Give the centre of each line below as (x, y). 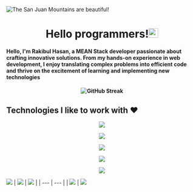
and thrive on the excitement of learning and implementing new (88, 71)
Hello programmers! (97, 34)
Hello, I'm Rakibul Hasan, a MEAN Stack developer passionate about (94, 51)
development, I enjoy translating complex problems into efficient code (96, 64)
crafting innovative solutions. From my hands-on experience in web (93, 57)
